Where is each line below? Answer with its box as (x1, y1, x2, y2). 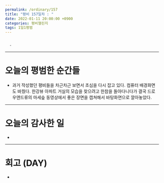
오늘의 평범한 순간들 (5, 65, 81, 76)
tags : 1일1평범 (5, 25, 33, 30)
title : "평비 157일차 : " (5, 12, 54, 17)
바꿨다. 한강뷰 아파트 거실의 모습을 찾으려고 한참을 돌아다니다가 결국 (17, 88, 146, 94)
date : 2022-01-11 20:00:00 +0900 (5, 16, 73, 21)
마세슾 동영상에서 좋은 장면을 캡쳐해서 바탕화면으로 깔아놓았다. (33, 95, 152, 101)
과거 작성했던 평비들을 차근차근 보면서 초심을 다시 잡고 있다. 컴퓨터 (12, 82, 139, 88)
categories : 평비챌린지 (5, 20, 48, 26)
